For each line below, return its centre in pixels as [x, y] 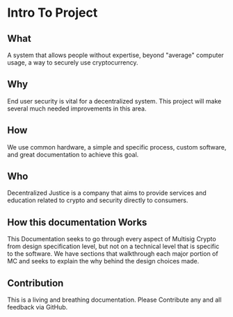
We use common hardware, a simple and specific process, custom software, [117, 147]
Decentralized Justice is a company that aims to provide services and [107, 193]
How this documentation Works [77, 222]
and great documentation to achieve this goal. [73, 154]
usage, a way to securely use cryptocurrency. [73, 63]
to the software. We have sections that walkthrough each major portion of [113, 254]
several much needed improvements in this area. [77, 108]
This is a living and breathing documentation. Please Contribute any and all [114, 300]
